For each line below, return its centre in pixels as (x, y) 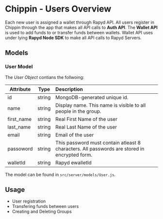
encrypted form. (74, 155)
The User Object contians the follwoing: (45, 77)
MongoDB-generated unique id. (92, 97)
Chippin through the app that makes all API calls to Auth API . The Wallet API (81, 27)
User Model (19, 67)
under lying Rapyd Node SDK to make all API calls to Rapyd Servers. (73, 38)
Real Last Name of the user (86, 127)
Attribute (20, 89)
